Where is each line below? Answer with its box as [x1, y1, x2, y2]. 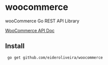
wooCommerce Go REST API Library [5, 18, 80, 24]
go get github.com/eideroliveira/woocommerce [7, 55, 103, 60]
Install [5, 42, 25, 51]
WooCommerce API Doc [5, 27, 55, 33]
